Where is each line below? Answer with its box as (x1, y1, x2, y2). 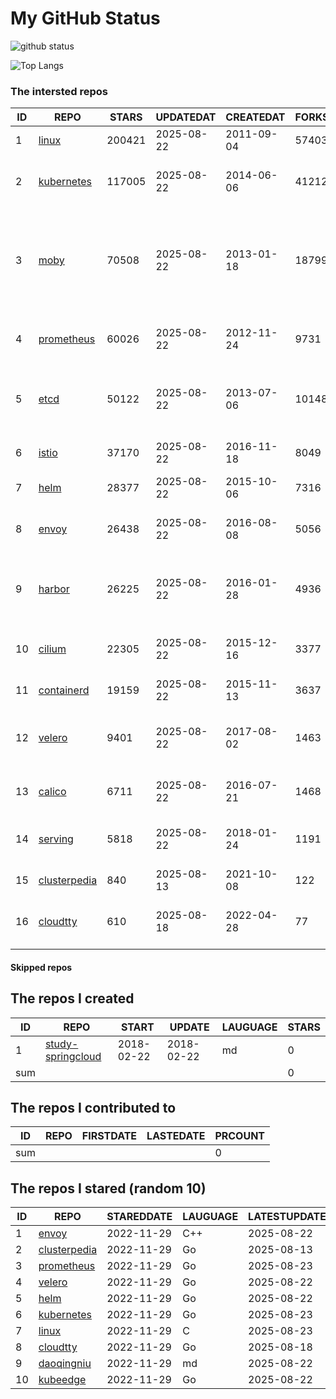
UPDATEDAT (155, 110, 217, 124)
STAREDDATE (106, 1210, 173, 1224)
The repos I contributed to (10, 1100, 177, 1117)
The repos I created (10, 990, 135, 1007)
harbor (38, 582, 70, 596)
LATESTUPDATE (248, 1210, 327, 1224)
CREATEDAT (225, 110, 286, 124)
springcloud (44, 1049, 102, 1063)
